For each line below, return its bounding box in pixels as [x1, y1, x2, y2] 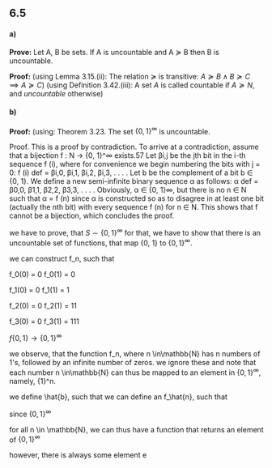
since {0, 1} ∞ [9, 408, 52, 419]
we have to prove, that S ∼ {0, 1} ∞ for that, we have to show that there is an [9, 227, 261, 238]
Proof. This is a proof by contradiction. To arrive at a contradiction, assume [9, 142, 259, 152]
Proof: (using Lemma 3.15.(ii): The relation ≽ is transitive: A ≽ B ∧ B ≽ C [9, 71, 250, 81]
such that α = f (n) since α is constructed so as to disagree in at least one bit [9, 194, 265, 203]
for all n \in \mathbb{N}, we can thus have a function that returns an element [9, 424, 264, 434]
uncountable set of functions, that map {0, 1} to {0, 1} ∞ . [9, 236, 193, 248]
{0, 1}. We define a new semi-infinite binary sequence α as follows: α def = [9, 177, 259, 186]
